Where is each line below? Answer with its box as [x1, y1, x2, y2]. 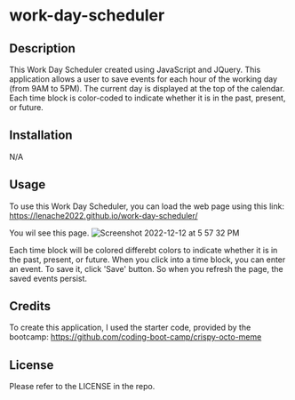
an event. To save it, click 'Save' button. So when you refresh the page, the [9, 263, 284, 274]
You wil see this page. [9, 228, 90, 238]
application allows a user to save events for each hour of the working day [9, 74, 278, 84]
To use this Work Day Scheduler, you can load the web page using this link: [9, 201, 284, 212]
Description [9, 41, 76, 56]
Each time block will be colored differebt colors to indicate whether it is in [9, 244, 278, 255]
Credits [9, 299, 52, 314]
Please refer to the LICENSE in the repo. [9, 381, 155, 392]
